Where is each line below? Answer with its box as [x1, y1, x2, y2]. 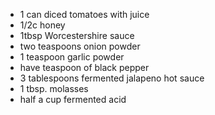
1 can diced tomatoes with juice [19, 9, 150, 20]
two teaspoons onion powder [19, 40, 141, 52]
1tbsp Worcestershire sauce [19, 30, 135, 41]
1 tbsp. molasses [19, 83, 89, 94]
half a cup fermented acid [19, 94, 127, 105]
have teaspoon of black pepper [19, 62, 150, 73]
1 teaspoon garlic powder [19, 51, 125, 63]
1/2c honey [19, 19, 66, 31]
